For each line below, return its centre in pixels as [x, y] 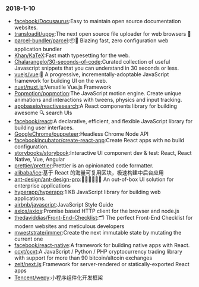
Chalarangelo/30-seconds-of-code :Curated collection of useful [92, 62]
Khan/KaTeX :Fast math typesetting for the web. [72, 55]
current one [29, 239]
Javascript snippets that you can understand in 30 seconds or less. [97, 68]
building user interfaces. [44, 128]
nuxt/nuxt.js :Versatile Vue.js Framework [63, 87]
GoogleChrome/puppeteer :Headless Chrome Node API [81, 134]
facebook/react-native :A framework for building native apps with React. [102, 245]
